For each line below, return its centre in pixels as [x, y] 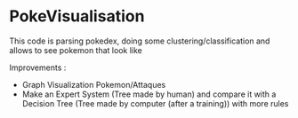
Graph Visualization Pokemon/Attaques [94, 84]
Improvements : [38, 67]
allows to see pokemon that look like [76, 50]
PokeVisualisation [77, 16]
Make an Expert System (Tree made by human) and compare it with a [149, 94]
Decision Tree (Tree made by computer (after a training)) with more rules [155, 103]
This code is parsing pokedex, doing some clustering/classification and [140, 41]
